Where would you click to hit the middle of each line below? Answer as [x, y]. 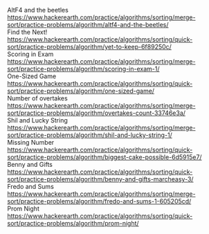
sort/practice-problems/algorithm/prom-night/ [73, 223]
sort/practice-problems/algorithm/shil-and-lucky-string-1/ [90, 135]
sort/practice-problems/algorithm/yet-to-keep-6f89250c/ [89, 47]
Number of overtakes [37, 98]
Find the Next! [27, 32]
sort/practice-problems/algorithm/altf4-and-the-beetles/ [88, 25]
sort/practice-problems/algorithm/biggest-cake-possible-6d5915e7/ [104, 157]
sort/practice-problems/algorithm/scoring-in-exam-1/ [83, 69]
